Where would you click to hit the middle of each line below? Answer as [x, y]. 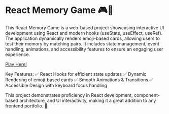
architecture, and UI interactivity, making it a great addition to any [88, 100]
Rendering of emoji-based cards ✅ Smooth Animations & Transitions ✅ [79, 80]
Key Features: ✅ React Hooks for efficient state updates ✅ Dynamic [76, 74]
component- [147, 95]
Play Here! [16, 64]
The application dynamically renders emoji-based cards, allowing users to [82, 38]
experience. [18, 54]
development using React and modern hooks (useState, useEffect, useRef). [84, 33]
